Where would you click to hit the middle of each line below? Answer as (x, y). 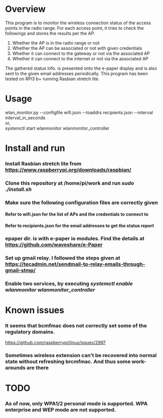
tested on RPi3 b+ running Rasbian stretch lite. (52, 79)
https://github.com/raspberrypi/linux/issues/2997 (56, 343)
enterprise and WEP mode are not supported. (61, 410)
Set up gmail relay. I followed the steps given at (63, 258)
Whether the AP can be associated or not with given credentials (77, 48)
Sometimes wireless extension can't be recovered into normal (81, 356)
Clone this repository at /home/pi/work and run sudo (70, 183)
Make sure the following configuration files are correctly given (81, 202)
